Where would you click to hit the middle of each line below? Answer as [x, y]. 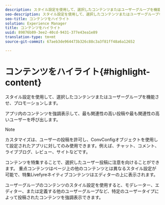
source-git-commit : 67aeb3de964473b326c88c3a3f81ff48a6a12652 [70, 42]
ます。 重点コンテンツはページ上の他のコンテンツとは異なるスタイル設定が [81, 168]
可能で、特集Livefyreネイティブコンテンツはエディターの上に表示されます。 [82, 175]
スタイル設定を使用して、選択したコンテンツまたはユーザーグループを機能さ [82, 97]
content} [23, 82]
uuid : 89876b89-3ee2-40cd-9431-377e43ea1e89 [51, 32]
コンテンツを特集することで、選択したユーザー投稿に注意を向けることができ [82, 162]
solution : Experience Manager [36, 23]
